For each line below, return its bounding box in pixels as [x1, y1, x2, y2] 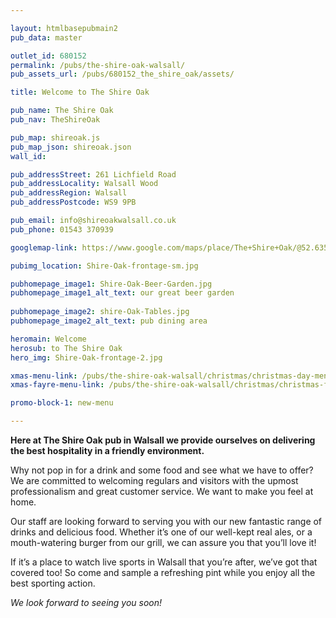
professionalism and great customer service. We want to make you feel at [10, 486, 314, 497]
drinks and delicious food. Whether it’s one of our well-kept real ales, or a [10, 526, 313, 538]
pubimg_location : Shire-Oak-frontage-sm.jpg [10, 261, 199, 271]
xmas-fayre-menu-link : [10, 380, 105, 390]
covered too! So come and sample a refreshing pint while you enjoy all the [10, 567, 316, 578]
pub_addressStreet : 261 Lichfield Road [10, 169, 177, 180]
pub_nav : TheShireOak [10, 115, 101, 125]
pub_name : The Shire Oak [10, 106, 114, 116]
